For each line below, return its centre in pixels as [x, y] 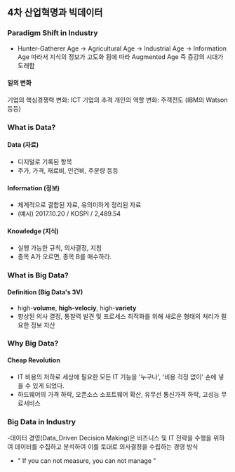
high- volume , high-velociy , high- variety [77, 308]
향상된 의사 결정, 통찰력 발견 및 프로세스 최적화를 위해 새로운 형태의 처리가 [118, 316]
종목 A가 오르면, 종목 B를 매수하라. [65, 257]
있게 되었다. [48, 386]
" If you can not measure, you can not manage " [87, 460]
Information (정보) [34, 188]
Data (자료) [23, 145]
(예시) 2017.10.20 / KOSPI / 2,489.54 [69, 214]
